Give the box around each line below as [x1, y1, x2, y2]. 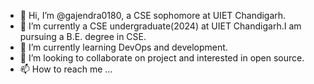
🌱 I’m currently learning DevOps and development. [19, 41, 228, 53]
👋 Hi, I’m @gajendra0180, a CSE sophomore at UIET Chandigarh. [19, 10, 287, 21]
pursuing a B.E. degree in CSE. [19, 31, 147, 42]
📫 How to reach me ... [19, 63, 113, 75]
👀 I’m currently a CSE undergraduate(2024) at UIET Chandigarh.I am [19, 20, 302, 32]
